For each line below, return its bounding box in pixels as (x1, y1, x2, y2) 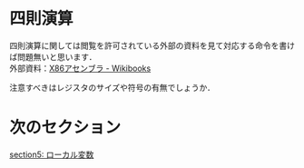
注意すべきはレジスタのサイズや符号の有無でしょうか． (9, 82, 215, 93)
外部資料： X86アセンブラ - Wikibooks (9, 63, 152, 74)
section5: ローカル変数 (9, 149, 94, 160)
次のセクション (9, 117, 122, 138)
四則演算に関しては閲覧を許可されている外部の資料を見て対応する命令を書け (9, 40, 295, 51)
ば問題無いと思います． (9, 51, 97, 62)
